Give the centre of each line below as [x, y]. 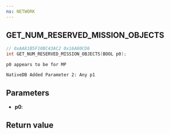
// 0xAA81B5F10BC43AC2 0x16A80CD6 [48, 49]
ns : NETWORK [20, 11]
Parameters [28, 93]
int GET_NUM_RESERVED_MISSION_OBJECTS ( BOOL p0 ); [66, 54]
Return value [30, 126]
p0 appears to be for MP [36, 65]
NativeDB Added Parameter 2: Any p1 [51, 75]
